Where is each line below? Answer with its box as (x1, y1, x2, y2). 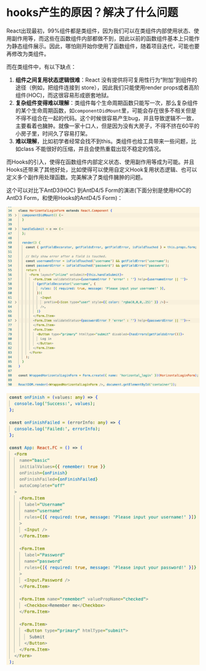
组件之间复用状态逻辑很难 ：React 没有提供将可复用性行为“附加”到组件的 (15, 76, 197, 83)
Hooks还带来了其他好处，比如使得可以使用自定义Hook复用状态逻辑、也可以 (6, 166, 197, 173)
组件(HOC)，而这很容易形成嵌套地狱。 (15, 91, 112, 99)
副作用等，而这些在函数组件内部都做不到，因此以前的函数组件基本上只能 (11, 34, 194, 42)
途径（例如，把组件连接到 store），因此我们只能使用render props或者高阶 (15, 83, 200, 91)
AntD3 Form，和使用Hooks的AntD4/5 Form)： (6, 194, 123, 201)
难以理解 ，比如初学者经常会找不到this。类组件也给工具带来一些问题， (15, 137, 191, 145)
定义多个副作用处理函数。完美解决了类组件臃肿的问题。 (6, 173, 146, 181)
